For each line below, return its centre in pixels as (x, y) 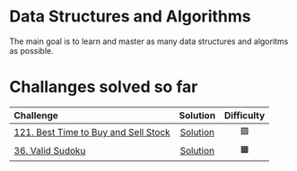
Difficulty (245, 115)
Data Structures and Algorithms (130, 17)
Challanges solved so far (104, 87)
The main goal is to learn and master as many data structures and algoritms (149, 41)
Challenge (36, 115)
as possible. (31, 50)
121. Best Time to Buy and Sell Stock (92, 133)
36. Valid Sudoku (50, 151)
